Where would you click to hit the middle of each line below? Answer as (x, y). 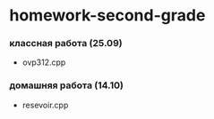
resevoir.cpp (45, 105)
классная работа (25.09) (66, 44)
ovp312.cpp (44, 62)
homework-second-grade (107, 16)
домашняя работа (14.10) (66, 85)
